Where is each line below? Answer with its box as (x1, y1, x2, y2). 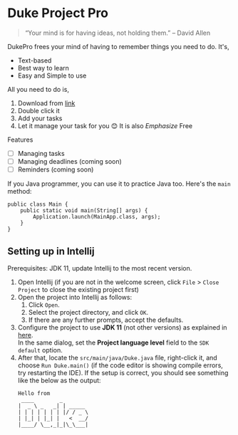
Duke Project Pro (7, 5, 109, 21)
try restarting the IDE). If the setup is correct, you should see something (17, 368, 229, 377)
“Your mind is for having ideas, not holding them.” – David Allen (24, 28, 211, 37)
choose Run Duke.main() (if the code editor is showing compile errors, (17, 361, 223, 370)
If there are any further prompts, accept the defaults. (28, 315, 184, 324)
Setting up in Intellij (7, 245, 95, 257)
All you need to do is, (7, 85, 70, 93)
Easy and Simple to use (17, 71, 87, 80)
